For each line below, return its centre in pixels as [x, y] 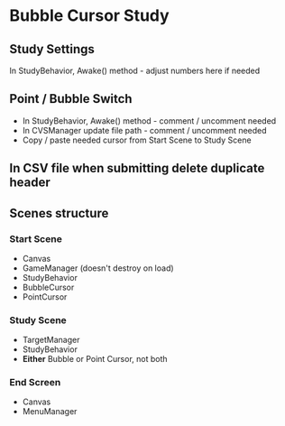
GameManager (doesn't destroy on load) [98, 268]
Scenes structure [59, 213]
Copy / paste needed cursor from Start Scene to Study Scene [137, 140]
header [30, 183]
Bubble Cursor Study [89, 16]
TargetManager [51, 340]
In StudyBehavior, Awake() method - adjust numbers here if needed [135, 70]
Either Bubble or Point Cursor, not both [95, 359]
